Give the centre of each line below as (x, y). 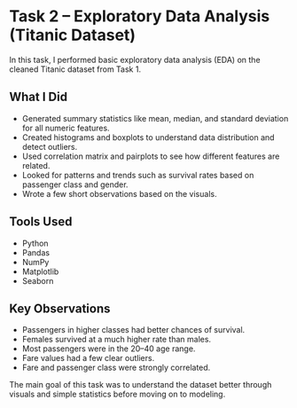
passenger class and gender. (75, 184)
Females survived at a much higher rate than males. (116, 340)
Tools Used (41, 222)
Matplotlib (40, 271)
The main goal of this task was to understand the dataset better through (141, 385)
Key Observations (60, 308)
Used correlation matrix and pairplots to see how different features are (151, 156)
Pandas (36, 252)
